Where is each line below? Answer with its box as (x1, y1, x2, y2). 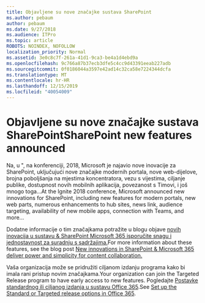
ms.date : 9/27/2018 (6, 26, 56, 33)
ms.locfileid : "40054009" (6, 89, 72, 95)
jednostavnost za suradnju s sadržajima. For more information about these (6, 239, 192, 246)
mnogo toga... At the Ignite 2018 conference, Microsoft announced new (6, 188, 185, 195)
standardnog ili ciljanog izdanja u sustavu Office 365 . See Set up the (6, 283, 177, 290)
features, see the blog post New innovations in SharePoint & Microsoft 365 (6, 245, 195, 252)
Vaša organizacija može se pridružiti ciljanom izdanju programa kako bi (6, 263, 185, 270)
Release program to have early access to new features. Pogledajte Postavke (6, 277, 198, 284)
